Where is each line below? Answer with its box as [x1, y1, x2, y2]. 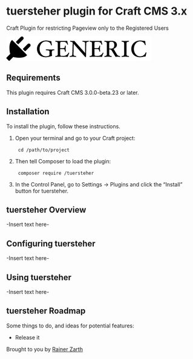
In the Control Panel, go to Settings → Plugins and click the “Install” [15, 180, 183, 188]
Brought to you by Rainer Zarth [6, 345, 83, 353]
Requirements [6, 73, 61, 83]
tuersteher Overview [6, 205, 87, 215]
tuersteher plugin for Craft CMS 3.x [6, 4, 188, 18]
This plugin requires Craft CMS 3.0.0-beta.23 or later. [6, 89, 139, 96]
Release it [15, 333, 40, 341]
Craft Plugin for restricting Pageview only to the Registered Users [6, 24, 169, 32]
